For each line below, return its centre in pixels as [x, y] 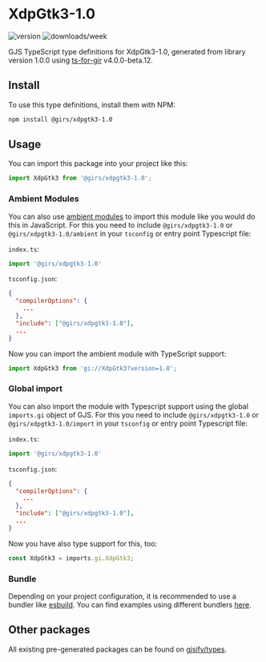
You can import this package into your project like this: [98, 163]
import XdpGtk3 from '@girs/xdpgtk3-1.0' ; [80, 178]
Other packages [49, 630]
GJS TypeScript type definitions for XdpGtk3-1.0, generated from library [127, 51]
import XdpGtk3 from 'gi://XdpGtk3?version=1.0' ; [93, 368]
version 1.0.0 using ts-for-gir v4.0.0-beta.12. [81, 60]
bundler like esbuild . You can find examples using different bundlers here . [130, 604]
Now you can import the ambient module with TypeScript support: [117, 353]
